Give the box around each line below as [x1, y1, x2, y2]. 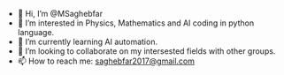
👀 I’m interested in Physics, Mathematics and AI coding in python [17, 18, 255, 28]
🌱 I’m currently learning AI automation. [17, 36, 157, 47]
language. [17, 27, 55, 37]
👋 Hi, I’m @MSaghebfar [17, 9, 104, 19]
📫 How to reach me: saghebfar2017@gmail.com [17, 56, 195, 66]
